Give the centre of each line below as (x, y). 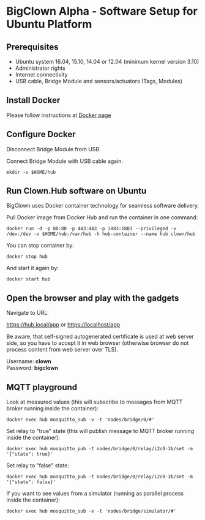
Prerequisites (32, 47)
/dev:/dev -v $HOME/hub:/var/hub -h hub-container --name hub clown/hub (101, 234)
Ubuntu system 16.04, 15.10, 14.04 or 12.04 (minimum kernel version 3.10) (107, 62)
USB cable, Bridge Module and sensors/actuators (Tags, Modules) (99, 81)
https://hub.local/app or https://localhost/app (63, 325)
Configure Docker (41, 134)
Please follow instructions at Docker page (59, 115)
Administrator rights (40, 68)
